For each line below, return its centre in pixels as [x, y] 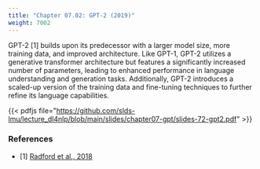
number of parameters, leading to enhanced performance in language [121, 70]
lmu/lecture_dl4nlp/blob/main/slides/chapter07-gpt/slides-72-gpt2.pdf [123, 119]
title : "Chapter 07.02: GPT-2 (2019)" [71, 15]
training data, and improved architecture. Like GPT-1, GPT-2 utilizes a [120, 53]
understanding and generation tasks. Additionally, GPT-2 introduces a [121, 79]
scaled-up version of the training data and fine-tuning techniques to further [130, 86]
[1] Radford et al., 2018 [56, 156]
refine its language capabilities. [59, 95]
